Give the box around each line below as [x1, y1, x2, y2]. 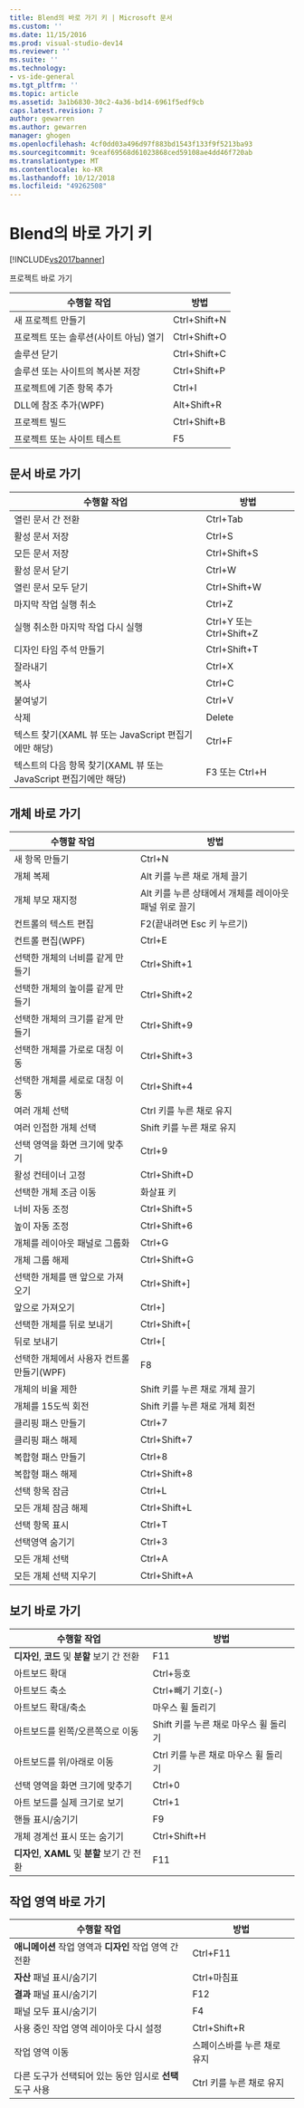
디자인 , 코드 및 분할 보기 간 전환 [14, 1650, 140, 1662]
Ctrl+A [139, 1552, 169, 1564]
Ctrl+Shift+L [139, 1501, 193, 1514]
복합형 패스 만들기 [14, 1450, 86, 1463]
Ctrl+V [205, 694, 233, 707]
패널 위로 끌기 [139, 900, 196, 913]
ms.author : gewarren [9, 123, 88, 132]
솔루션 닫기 [14, 348, 59, 361]
